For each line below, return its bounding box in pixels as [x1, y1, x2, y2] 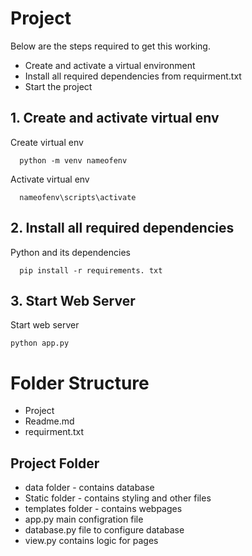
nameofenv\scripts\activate [19, 192, 137, 202]
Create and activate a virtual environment [24, 59, 196, 71]
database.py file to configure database [24, 524, 185, 536]
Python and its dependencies [10, 246, 131, 258]
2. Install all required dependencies [10, 220, 235, 237]
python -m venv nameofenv [19, 155, 128, 166]
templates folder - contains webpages [24, 503, 183, 515]
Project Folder [10, 455, 100, 472]
